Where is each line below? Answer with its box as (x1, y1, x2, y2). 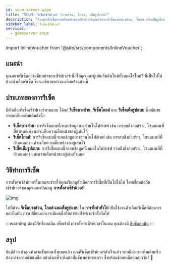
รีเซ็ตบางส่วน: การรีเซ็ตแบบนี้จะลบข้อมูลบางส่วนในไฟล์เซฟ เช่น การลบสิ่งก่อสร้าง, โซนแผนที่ (13, 122, 164, 129)
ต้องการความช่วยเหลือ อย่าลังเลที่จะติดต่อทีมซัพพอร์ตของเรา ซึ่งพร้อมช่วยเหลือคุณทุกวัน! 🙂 (6, 254, 153, 260)
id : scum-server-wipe (6, 7, 51, 13)
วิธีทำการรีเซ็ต (6, 166, 40, 175)
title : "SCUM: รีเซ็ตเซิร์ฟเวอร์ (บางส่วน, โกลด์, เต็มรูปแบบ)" (6, 12, 110, 17)
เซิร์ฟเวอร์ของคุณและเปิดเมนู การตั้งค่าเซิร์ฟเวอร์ (6, 185, 84, 191)
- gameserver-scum (10, 31, 49, 36)
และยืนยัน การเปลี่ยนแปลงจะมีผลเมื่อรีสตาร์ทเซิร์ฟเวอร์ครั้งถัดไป (6, 210, 110, 217)
